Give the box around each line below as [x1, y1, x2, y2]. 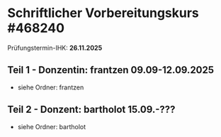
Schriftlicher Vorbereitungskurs [7, 5, 200, 21]
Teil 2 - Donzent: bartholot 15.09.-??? [7, 104, 176, 116]
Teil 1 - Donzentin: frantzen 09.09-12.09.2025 [7, 64, 215, 76]
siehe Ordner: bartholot [17, 122, 86, 131]
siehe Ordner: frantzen [17, 83, 84, 92]
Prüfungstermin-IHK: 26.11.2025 [7, 43, 103, 52]
